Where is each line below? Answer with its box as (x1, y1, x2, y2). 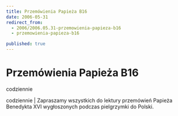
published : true (6, 41, 46, 47)
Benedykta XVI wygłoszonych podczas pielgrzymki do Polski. (6, 103, 154, 110)
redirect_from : (6, 19, 43, 25)
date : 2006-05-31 (6, 14, 48, 20)
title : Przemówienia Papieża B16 (6, 8, 88, 15)
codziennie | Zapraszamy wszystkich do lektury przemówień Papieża (6, 97, 173, 104)
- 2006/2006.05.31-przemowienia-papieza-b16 (11, 25, 121, 31)
